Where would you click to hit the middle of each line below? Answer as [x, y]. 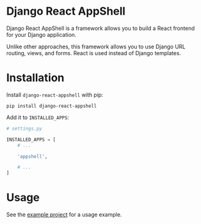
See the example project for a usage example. [64, 215]
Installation [35, 78]
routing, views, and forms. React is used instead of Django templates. [94, 53]
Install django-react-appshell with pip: [55, 95]
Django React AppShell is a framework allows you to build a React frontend [100, 28]
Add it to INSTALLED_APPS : [38, 117]
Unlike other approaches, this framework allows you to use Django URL [96, 47]
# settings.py [24, 129]
